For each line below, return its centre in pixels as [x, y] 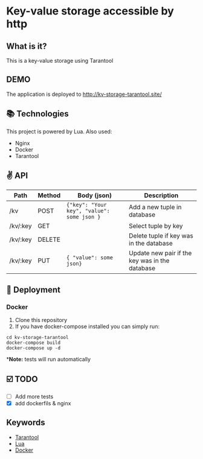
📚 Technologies [38, 114]
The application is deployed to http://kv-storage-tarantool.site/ [84, 94]
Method [49, 195]
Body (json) [95, 195]
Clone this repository [41, 320]
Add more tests [34, 396]
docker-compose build [34, 343]
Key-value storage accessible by [90, 11]
